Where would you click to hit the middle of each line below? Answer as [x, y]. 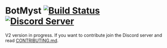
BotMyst [23, 11]
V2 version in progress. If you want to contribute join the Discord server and [83, 35]
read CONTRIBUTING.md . [32, 40]
